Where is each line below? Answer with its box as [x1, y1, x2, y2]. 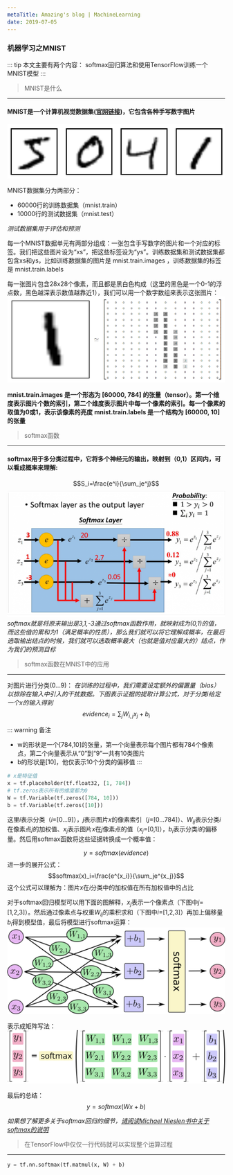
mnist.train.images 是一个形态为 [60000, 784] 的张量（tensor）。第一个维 [7, 390, 220, 398]
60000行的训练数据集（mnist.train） [17, 201, 122, 209]
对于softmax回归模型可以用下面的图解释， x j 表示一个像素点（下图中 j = [7, 898, 204, 908]
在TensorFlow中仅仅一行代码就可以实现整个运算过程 [24, 1140, 173, 1148]
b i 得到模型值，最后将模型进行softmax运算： [7, 918, 133, 928]
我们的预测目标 [12, 645, 56, 654]
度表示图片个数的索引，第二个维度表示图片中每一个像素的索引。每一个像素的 [7, 399, 225, 407]
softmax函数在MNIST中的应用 [24, 660, 109, 669]
